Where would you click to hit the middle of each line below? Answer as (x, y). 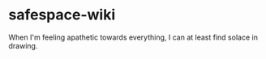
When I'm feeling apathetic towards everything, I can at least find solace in (133, 37)
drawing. (23, 45)
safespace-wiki (62, 15)
